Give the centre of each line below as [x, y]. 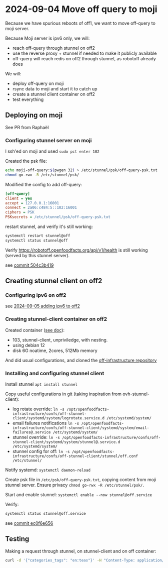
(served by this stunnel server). [37, 255]
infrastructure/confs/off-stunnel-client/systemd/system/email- [81, 428]
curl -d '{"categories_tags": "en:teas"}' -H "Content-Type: [70, 560]
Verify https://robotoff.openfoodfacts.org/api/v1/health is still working [77, 250]
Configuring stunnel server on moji [48, 140]
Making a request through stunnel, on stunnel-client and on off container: [81, 551]
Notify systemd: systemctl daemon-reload [48, 470]
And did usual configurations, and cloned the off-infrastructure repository [81, 360]
